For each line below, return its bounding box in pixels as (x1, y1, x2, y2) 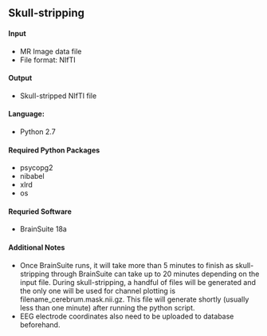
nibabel (19, 172, 45, 181)
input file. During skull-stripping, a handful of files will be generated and (19, 277, 257, 287)
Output (8, 73, 33, 83)
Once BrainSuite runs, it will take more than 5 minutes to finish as (19, 260, 234, 270)
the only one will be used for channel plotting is (19, 286, 176, 295)
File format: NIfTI (19, 55, 76, 65)
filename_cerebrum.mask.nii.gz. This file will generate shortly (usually (19, 294, 249, 304)
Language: (8, 109, 45, 119)
